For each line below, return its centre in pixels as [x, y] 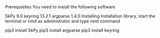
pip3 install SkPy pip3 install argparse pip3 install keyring [62, 30]
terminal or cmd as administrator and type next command [62, 21]
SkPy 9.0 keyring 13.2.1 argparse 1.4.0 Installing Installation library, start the [80, 16]
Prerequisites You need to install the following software [60, 7]
